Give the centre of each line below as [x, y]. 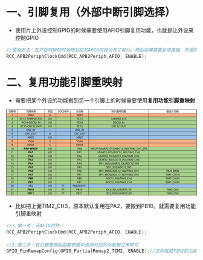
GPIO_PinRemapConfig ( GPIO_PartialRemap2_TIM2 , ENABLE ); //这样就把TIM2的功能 [102, 251]
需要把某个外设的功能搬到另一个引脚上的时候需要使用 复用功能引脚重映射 [105, 100]
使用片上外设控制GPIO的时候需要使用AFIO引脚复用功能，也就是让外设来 [105, 30]
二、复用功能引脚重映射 [65, 82]
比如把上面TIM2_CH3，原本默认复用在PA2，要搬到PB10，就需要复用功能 [105, 206]
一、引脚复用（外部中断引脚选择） [91, 12]
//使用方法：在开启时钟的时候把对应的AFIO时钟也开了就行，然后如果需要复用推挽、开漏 [100, 50]
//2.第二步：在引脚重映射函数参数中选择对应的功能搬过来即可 [72, 245]
